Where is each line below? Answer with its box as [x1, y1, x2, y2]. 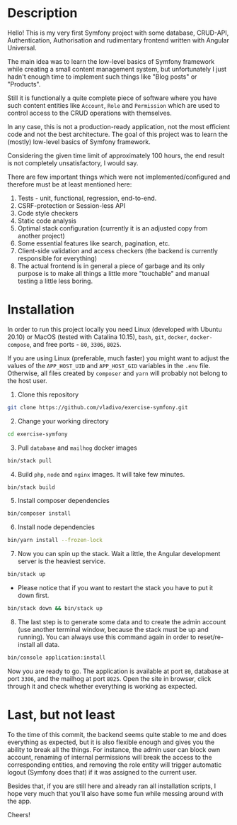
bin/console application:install [7, 654, 106, 661]
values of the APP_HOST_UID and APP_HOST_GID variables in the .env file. [7, 361, 211, 370]
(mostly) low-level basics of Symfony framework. [7, 137, 151, 146]
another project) [17, 231, 65, 240]
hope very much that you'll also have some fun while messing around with [7, 789, 224, 797]
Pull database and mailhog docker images [17, 443, 138, 452]
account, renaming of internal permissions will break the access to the [7, 753, 212, 761]
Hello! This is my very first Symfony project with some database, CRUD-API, [7, 28, 229, 37]
